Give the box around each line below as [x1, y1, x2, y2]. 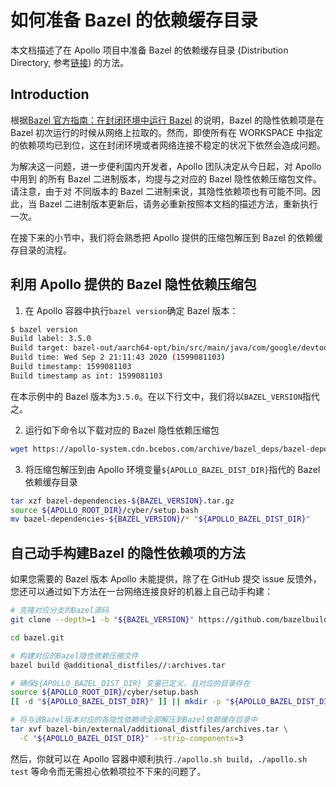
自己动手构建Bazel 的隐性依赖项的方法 [10, 544, 246, 561]
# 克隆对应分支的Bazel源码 [10, 606, 110, 616]
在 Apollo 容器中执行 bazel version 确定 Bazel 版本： [24, 304, 239, 316]
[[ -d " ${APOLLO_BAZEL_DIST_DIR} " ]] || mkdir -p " [10, 697, 230, 707]
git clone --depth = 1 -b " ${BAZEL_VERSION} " [10, 615, 195, 625]
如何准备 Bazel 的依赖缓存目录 [10, 9, 258, 32]
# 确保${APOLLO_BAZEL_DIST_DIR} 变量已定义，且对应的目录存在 [10, 678, 251, 688]
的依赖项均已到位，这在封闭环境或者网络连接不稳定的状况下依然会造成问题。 [10, 139, 326, 151]
